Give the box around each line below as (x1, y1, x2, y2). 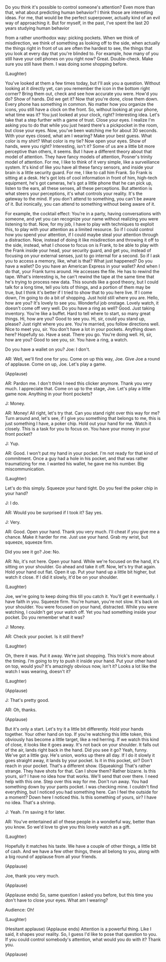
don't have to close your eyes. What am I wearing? (5, 897, 108, 903)
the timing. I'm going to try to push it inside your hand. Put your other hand (5, 658, 157, 664)
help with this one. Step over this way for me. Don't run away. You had (5, 779, 148, 784)
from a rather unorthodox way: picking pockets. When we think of (5, 35, 139, 41)
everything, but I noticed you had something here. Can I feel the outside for (5, 789, 158, 795)
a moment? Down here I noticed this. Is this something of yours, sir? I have (5, 794, 157, 800)
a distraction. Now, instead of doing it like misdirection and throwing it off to (5, 237, 159, 243)
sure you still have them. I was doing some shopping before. (5, 61, 128, 67)
